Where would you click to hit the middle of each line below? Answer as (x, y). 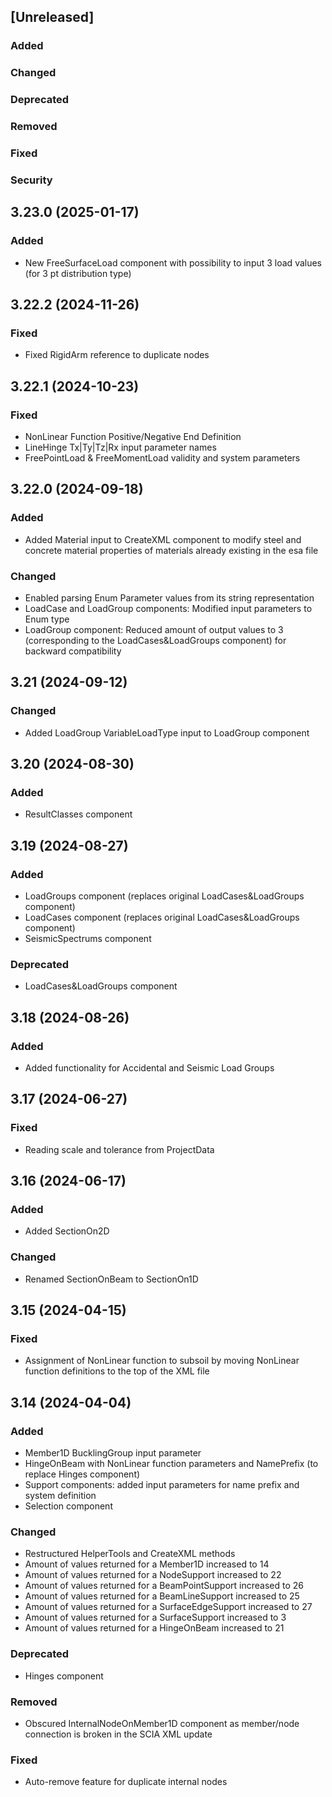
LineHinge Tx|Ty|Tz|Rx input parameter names (120, 447)
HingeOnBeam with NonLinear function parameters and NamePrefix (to (171, 1464)
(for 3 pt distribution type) (78, 273)
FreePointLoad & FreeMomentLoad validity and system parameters (162, 457)
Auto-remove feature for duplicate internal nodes (126, 1782)
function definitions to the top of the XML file (117, 1371)
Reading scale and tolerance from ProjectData (119, 1149)
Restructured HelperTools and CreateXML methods (130, 1554)
